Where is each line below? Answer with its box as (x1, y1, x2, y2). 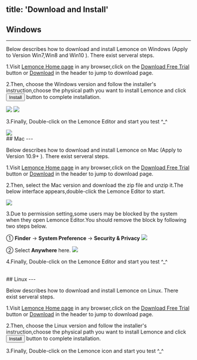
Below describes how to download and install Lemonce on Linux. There (6, 287, 179, 294)
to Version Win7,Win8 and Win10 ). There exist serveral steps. (6, 52, 154, 59)
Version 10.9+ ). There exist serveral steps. (6, 153, 110, 160)
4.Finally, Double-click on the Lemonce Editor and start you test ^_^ (6, 258, 168, 265)
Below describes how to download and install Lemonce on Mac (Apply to (6, 146, 182, 154)
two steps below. (6, 222, 47, 230)
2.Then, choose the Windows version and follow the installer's (6, 81, 157, 88)
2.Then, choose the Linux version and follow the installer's (6, 322, 147, 330)
